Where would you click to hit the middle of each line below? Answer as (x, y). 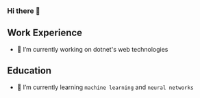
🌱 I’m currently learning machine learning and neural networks (105, 87)
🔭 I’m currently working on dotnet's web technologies (92, 49)
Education (29, 71)
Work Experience (45, 33)
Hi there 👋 (24, 11)
